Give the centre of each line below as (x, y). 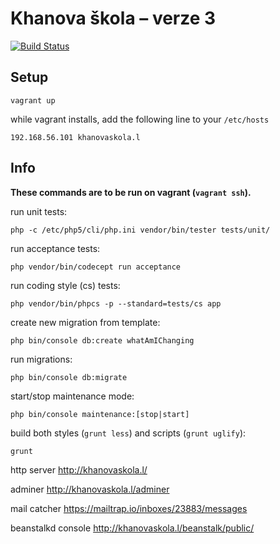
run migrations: (41, 359)
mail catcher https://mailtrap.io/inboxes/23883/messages (129, 508)
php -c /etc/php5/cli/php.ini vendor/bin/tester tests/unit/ (140, 230)
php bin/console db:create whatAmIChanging (102, 340)
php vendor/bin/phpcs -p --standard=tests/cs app (116, 303)
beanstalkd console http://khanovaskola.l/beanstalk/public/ (132, 528)
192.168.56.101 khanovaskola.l (75, 137)
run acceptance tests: (55, 248)
